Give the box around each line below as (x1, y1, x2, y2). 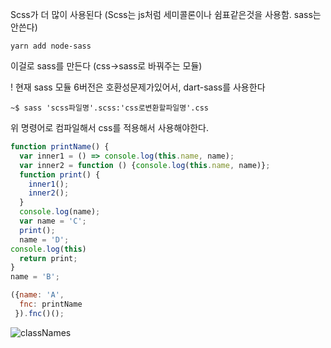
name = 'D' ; (19, 234, 70, 245)
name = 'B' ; (10, 272, 60, 282)
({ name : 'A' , (10, 290, 65, 300)
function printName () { (10, 142, 110, 152)
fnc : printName (19, 299, 83, 309)
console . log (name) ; (19, 207, 101, 217)
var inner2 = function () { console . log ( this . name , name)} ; (19, 160, 271, 170)
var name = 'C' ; (19, 216, 87, 226)
